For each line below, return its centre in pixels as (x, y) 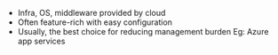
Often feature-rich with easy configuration (95, 22)
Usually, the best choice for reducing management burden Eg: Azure (143, 31)
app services (41, 41)
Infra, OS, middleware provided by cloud (91, 13)
